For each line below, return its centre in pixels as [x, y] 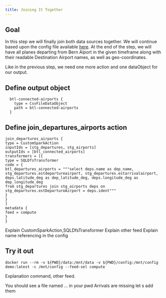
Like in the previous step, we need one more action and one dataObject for [82, 67]
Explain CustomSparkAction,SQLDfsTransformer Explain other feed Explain [82, 230]
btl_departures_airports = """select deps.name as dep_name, [70, 169]
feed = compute [21, 213]
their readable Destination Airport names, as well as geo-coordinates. [76, 57]
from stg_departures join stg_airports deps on [55, 187]
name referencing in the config [37, 236]
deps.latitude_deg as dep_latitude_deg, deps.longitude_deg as [72, 178]
